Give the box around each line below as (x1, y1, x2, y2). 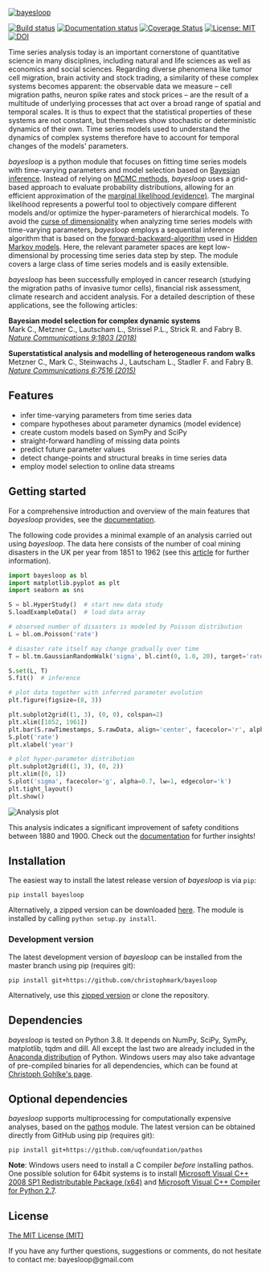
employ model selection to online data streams (19, 461, 175, 471)
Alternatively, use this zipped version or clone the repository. (8, 990, 210, 1000)
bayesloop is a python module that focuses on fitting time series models (8, 157, 247, 166)
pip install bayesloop (8, 891, 84, 899)
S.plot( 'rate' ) (8, 733, 59, 741)
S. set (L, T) (8, 667, 48, 675)
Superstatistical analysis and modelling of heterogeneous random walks (8, 349, 256, 358)
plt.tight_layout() (8, 784, 74, 793)
